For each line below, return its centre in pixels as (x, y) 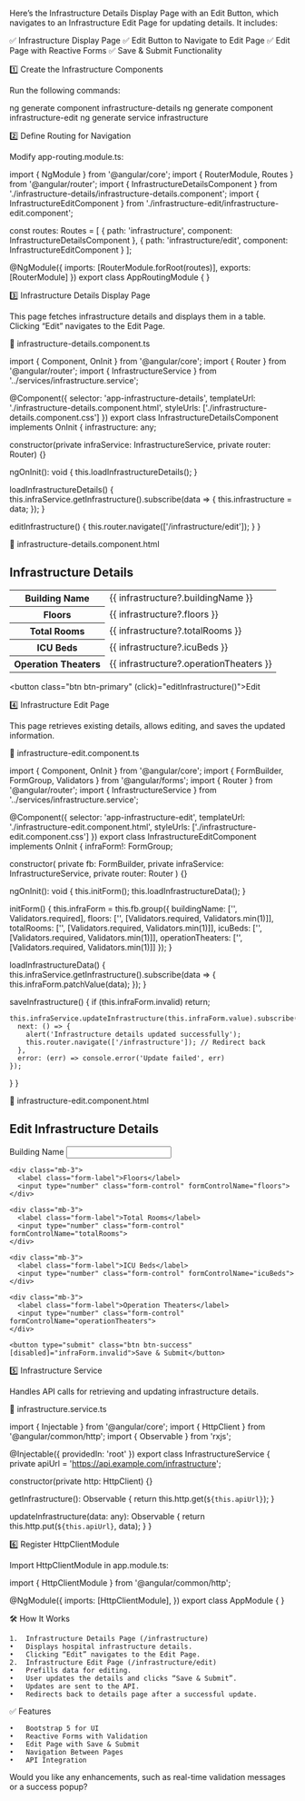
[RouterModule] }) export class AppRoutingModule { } (110, 277)
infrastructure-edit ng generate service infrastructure (109, 118)
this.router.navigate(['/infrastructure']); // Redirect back (146, 1042)
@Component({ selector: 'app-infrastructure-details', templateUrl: (133, 398)
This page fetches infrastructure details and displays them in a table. (138, 316)
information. (32, 735)
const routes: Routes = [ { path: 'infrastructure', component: (121, 230)
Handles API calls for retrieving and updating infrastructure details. (134, 1391)
